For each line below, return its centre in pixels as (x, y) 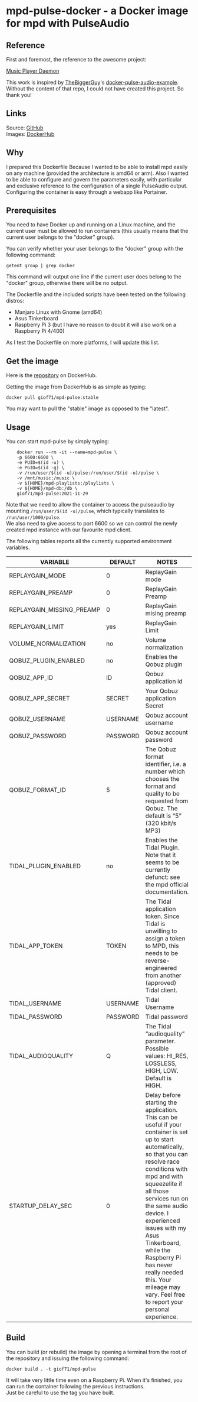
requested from (167, 801)
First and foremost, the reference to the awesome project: (76, 59)
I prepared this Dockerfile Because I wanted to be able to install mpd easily (97, 167)
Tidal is (155, 924)
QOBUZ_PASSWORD (38, 736)
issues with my (166, 1228)
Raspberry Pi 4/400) (39, 331)
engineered (161, 968)
